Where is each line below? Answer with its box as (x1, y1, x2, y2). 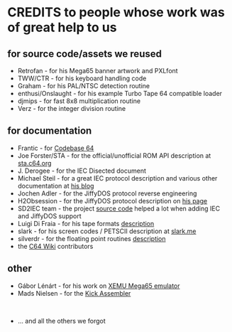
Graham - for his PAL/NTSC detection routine (17, 82, 150, 90)
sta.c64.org (17, 159, 52, 167)
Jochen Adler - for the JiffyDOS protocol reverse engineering (17, 189, 197, 198)
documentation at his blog (17, 181, 94, 190)
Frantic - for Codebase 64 (17, 144, 94, 152)
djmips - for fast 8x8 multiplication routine (17, 97, 140, 105)
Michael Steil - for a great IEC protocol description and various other (17, 173, 218, 182)
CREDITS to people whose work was (7, 4, 225, 21)
